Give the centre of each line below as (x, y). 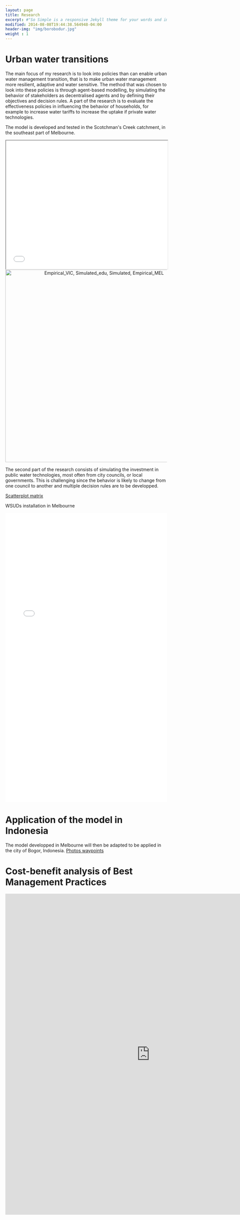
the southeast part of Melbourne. (40, 133)
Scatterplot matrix (24, 496)
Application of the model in (64, 820)
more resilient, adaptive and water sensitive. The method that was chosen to (86, 84)
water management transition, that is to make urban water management (81, 79)
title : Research (23, 15)
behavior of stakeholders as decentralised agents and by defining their (80, 95)
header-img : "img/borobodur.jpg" (41, 29)
